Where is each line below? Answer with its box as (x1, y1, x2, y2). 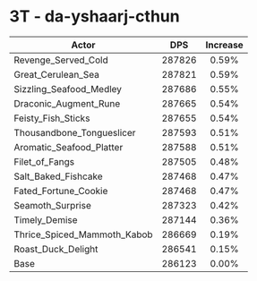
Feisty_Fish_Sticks (13, 112, 90, 124)
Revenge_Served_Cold (13, 54, 109, 66)
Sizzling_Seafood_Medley (13, 82, 123, 95)
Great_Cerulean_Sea (13, 68, 100, 81)
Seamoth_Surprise (13, 199, 91, 211)
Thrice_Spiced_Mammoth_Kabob (13, 228, 154, 241)
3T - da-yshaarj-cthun (9, 6, 181, 27)
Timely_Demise (13, 213, 78, 226)
